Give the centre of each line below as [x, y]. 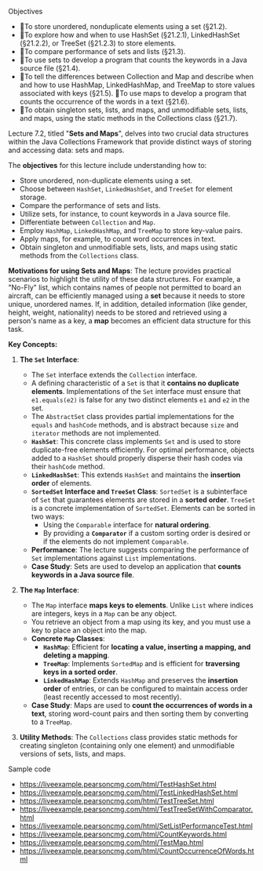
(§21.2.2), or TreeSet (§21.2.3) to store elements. [98, 43]
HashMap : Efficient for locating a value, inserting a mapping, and [147, 647]
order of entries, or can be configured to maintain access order [146, 689]
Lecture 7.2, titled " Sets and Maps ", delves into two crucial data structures [128, 133]
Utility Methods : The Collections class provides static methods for [128, 737]
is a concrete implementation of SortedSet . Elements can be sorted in [143, 508]
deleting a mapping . [76, 655]
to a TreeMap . [52, 722]
